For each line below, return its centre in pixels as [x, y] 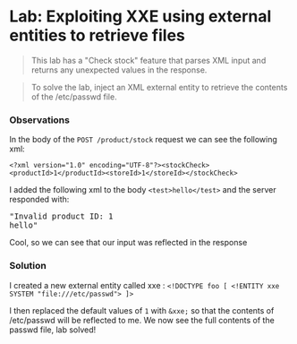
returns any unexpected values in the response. [119, 70]
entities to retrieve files [98, 35]
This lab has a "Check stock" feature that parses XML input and [148, 60]
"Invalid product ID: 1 [61, 216]
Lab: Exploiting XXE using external [140, 17]
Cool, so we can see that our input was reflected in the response [128, 243]
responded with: [39, 200]
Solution [28, 266]
